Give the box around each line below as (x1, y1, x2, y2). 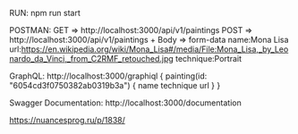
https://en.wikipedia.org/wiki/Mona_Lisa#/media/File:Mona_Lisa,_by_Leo (21, 44, 289, 54)
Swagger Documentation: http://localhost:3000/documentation (9, 97, 242, 108)
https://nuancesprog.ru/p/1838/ (9, 115, 125, 125)
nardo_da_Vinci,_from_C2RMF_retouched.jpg (9, 54, 175, 63)
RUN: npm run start (9, 8, 81, 18)
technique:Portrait (175, 54, 243, 63)
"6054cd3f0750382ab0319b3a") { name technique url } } (9, 80, 221, 90)
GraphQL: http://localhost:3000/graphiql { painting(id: (9, 71, 208, 81)
